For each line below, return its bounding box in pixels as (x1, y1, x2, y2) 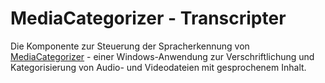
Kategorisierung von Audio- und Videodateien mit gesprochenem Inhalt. (10, 61, 307, 73)
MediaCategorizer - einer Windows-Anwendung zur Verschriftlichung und (10, 50, 315, 62)
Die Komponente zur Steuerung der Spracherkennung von (10, 40, 250, 52)
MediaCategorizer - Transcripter (10, 7, 287, 30)
